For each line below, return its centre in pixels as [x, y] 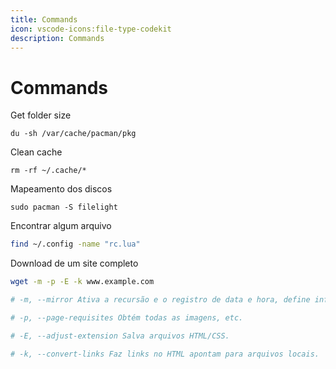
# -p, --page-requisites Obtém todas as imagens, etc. [127, 317]
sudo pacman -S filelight [64, 207]
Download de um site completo [74, 263]
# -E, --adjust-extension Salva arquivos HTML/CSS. [120, 336]
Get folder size [41, 115]
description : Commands [57, 38]
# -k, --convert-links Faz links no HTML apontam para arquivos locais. [165, 354]
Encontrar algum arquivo [61, 226]
